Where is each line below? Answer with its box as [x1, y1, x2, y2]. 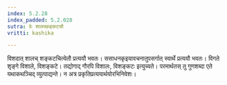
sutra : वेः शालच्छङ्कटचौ [7, 23, 64, 30]
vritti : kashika [7, 29, 54, 37]
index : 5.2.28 [7, 10, 48, 17]
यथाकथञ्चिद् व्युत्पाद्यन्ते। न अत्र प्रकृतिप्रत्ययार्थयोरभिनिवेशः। [7, 70, 137, 78]
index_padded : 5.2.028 [7, 17, 73, 23]
